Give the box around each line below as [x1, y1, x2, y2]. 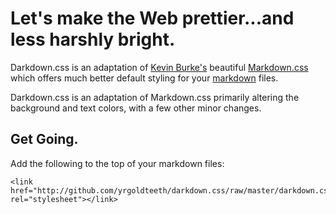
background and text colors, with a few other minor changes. [10, 102, 262, 114]
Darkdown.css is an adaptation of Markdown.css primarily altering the [10, 91, 300, 103]
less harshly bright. [10, 28, 176, 51]
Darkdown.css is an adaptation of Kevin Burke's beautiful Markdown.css [10, 61, 309, 73]
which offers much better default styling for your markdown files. [10, 72, 279, 84]
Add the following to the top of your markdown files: [10, 157, 225, 169]
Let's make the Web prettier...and [10, 7, 295, 30]
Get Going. [10, 131, 79, 148]
